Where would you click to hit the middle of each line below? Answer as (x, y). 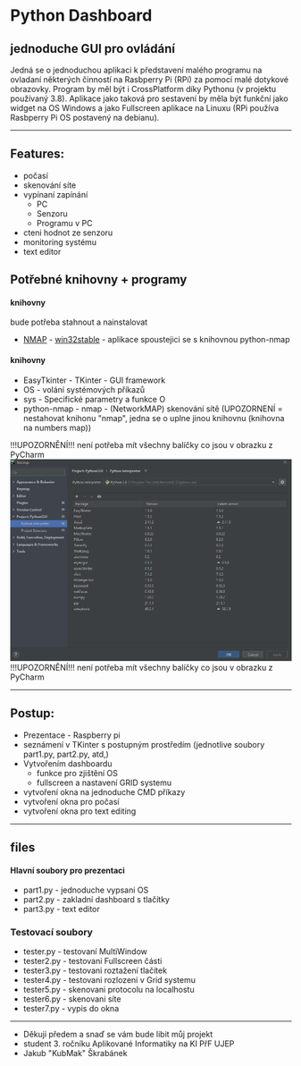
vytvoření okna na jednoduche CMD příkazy (104, 791)
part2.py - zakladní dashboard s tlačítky (96, 900)
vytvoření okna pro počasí (71, 801)
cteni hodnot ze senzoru (68, 233)
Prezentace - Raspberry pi (71, 735)
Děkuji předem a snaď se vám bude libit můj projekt (118, 1035)
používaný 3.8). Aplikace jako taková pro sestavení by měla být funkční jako (149, 98)
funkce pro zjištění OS (77, 773)
